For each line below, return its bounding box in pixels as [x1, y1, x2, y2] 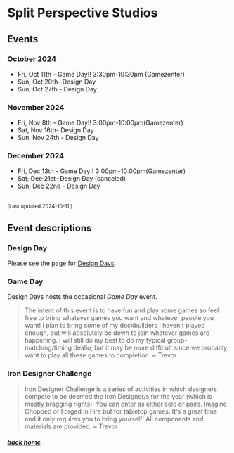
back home [7, 438, 41, 447]
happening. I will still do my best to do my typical [24, 336, 167, 345]
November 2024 [7, 102, 65, 112]
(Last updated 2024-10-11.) [7, 203, 73, 210]
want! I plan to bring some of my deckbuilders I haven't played [24, 321, 205, 330]
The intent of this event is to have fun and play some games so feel [24, 306, 219, 314]
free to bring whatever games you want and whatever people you [24, 314, 214, 322]
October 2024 [7, 54, 57, 64]
